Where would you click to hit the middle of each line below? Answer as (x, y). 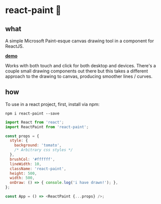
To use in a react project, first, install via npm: (52, 104)
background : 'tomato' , (38, 145)
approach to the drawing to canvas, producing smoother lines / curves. (79, 76)
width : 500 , (22, 178)
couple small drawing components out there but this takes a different (77, 71)
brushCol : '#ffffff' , (32, 159)
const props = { (22, 136)
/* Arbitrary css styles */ (44, 150)
